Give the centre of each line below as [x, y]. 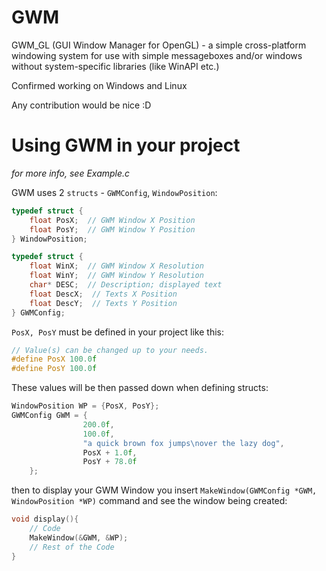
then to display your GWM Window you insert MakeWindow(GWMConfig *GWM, [164, 490]
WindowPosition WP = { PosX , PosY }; [85, 406]
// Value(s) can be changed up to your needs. [110, 350]
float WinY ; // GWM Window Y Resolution [116, 276]
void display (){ [45, 519]
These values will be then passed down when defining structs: [140, 388]
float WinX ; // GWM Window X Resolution [116, 266]
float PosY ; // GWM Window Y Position [112, 229]
